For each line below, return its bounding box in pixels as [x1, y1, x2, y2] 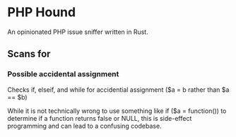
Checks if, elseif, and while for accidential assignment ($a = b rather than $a [7, 85, 230, 94]
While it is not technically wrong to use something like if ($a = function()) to [7, 107, 227, 115]
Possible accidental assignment [7, 69, 119, 79]
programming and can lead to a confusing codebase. [7, 121, 162, 130]
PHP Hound [7, 4, 76, 20]
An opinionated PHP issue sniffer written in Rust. [7, 28, 148, 36]
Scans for [7, 48, 51, 60]
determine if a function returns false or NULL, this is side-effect [7, 114, 192, 122]
